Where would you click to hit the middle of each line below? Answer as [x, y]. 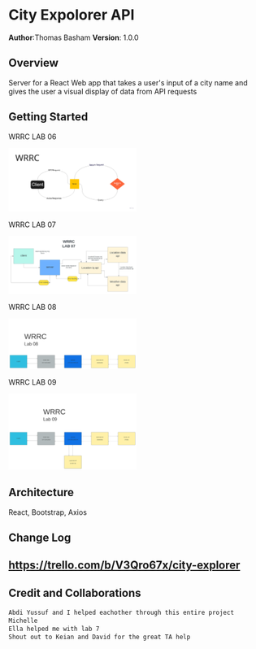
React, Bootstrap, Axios [48, 512]
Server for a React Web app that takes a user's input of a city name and [128, 82]
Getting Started [48, 117]
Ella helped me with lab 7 [54, 629]
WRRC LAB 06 [33, 137]
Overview [34, 63]
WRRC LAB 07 [33, 224]
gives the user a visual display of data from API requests [103, 91]
